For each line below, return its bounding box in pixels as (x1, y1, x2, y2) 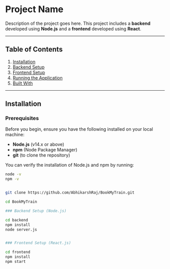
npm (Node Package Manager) (12, 147, 77, 153)
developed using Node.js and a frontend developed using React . (5, 25, 142, 31)
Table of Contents (5, 45, 63, 54)
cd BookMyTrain (5, 199, 37, 205)
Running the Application (12, 74, 63, 81)
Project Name (5, 4, 64, 15)
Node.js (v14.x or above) (12, 141, 65, 147)
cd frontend (5, 250, 30, 255)
